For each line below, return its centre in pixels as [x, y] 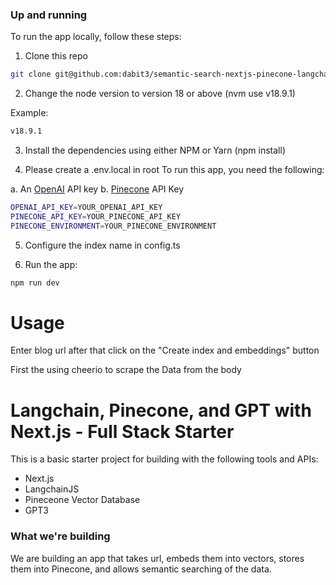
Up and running [49, 15]
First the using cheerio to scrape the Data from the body [126, 370]
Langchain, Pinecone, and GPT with [161, 410]
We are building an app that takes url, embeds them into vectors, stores [157, 558]
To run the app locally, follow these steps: [96, 37]
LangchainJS [52, 489]
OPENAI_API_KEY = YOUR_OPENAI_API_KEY [86, 208]
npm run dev [35, 283]
